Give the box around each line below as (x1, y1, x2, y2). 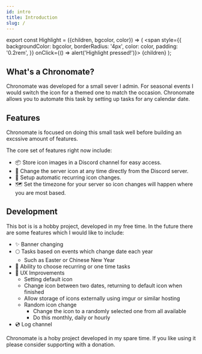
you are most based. (14, 189, 66, 196)
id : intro (6, 8, 31, 15)
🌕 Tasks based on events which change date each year (14, 248, 153, 255)
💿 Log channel (14, 320, 52, 328)
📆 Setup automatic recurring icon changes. (14, 174, 121, 181)
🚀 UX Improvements (14, 269, 65, 276)
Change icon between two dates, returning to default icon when (23, 282, 182, 289)
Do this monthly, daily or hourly (32, 314, 111, 321)
